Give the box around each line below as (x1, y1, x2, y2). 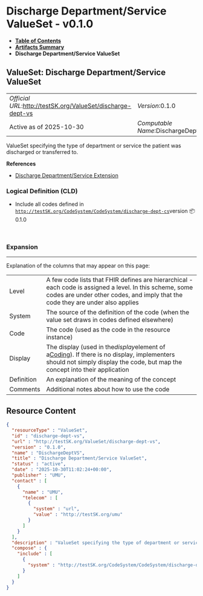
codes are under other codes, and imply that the (46, 291, 183, 300)
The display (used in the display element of (46, 343, 166, 351)
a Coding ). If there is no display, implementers (46, 350, 175, 359)
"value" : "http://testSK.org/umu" (33, 511, 123, 517)
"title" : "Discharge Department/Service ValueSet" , (11, 455, 147, 461)
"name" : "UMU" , (22, 489, 63, 495)
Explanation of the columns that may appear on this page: (6, 262, 150, 269)
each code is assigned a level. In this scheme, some (46, 283, 193, 292)
